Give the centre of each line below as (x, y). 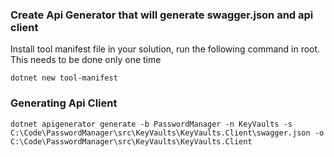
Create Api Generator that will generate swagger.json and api (162, 15)
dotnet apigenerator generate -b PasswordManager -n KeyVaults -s (151, 124)
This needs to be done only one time (86, 60)
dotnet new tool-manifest (64, 78)
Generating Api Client (64, 103)
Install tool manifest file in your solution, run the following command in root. (165, 49)
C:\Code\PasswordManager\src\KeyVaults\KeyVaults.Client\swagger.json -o (167, 133)
